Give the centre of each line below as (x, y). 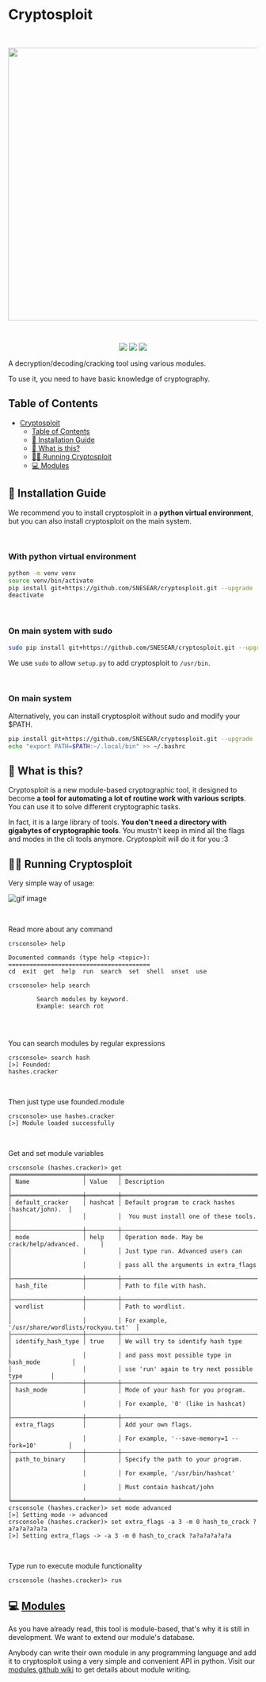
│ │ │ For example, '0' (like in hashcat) (127, 1404)
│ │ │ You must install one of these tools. (133, 1217)
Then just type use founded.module (66, 1102)
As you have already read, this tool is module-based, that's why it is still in (129, 1629)
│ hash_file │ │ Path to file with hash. (108, 1286)
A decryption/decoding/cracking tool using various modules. (107, 363)
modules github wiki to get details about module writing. (100, 1670)
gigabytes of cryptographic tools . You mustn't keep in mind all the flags (127, 831)
